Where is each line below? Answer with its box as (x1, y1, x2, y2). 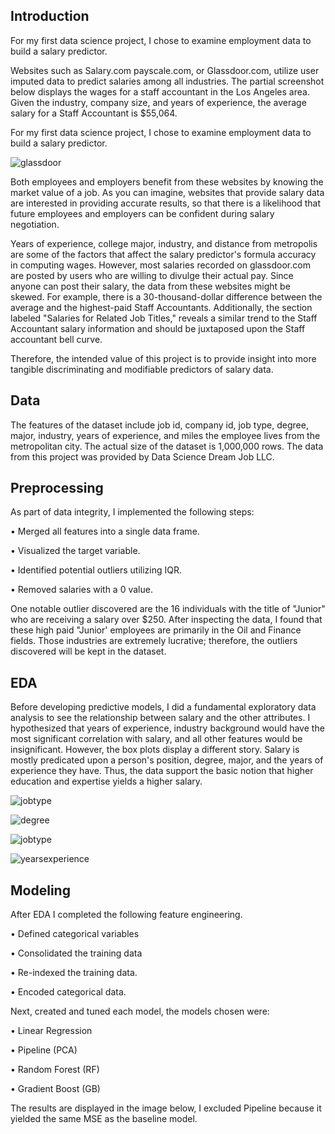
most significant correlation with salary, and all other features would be (10, 733, 303, 745)
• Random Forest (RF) (10, 1064, 100, 1076)
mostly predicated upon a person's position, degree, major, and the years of (10, 754, 324, 766)
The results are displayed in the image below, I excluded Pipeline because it (10, 1102, 322, 1114)
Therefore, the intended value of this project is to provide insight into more (10, 352, 317, 364)
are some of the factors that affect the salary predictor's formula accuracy (10, 248, 317, 260)
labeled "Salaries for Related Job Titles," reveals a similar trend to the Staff (10, 312, 318, 324)
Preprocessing (10, 480, 104, 497)
